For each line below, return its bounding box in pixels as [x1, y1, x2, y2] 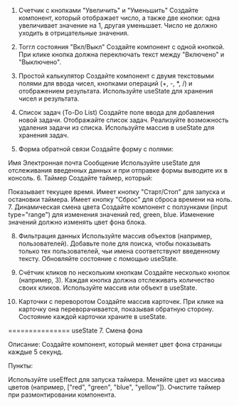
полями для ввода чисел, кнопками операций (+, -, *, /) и [18, 79, 193, 88]
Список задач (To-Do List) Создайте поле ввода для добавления [18, 108, 216, 116]
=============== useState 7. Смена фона [8, 326, 143, 335]
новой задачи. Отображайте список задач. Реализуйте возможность [18, 116, 229, 124]
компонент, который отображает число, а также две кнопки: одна [18, 14, 220, 22]
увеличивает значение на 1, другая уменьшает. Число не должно [18, 21, 218, 29]
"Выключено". [18, 58, 62, 66]
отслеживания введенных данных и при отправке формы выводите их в [8, 166, 228, 174]
